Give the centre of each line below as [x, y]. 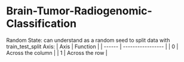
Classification [41, 24]
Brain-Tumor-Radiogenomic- [79, 11]
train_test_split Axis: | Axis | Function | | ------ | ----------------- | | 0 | [92, 46]
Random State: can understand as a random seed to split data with [88, 40]
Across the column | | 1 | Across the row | [57, 52]
